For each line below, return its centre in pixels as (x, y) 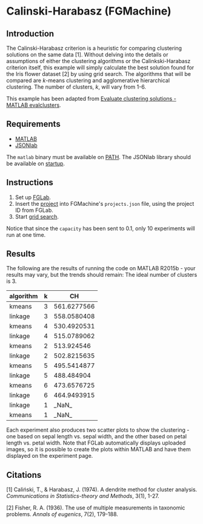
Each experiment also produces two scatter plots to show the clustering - (98, 430)
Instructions (30, 182)
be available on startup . (36, 163)
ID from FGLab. (34, 210)
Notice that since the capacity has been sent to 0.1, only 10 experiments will (101, 228)
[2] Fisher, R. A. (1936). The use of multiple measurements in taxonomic (96, 508)
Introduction (30, 34)
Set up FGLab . (33, 197)
